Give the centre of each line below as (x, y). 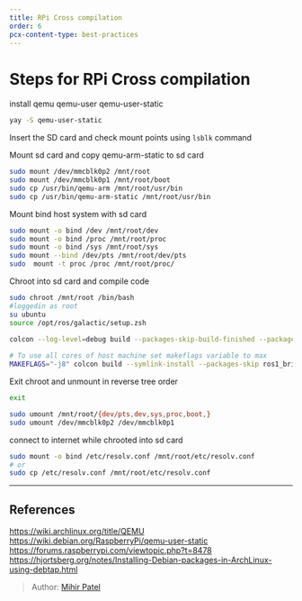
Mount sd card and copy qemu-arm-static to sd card (107, 155)
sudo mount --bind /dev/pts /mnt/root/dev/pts (98, 256)
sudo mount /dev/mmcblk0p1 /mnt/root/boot (90, 180)
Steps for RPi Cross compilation (130, 79)
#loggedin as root (44, 306)
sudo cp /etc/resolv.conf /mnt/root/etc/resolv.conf (110, 473)
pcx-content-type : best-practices (74, 34)
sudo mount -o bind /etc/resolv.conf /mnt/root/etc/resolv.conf (132, 456)
